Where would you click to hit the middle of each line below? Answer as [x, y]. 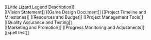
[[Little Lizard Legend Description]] [40, 7]
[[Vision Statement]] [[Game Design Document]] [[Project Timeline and [75, 12]
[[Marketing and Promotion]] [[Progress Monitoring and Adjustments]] [75, 27]
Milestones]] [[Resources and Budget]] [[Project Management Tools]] [74, 17]
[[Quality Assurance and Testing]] [38, 22]
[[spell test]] [17, 33]
